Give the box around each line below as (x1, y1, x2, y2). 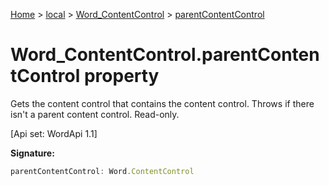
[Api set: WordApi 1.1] (10, 127, 98, 139)
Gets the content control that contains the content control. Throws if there (10, 97, 315, 109)
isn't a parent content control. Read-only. (10, 108, 180, 120)
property (83, 65, 160, 88)
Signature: (10, 147, 55, 159)
